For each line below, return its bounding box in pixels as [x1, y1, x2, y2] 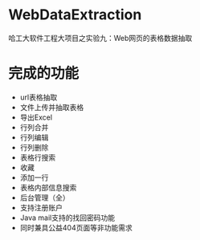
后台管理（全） [19, 193, 70, 202]
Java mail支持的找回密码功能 [19, 213, 115, 222]
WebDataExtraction [8, 6, 142, 24]
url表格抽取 [19, 92, 58, 102]
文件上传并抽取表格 [19, 102, 84, 112]
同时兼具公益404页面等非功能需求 [19, 222, 133, 232]
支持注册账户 [19, 202, 63, 212]
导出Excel [19, 112, 53, 122]
